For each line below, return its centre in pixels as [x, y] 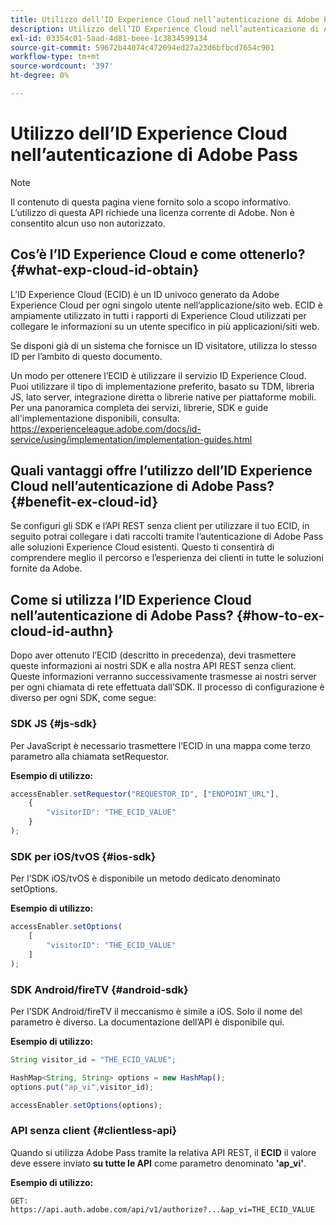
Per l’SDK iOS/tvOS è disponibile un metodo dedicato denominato [145, 878]
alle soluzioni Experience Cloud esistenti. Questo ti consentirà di [142, 547]
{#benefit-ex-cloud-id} [84, 502]
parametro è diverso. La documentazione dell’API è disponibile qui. [147, 1022]
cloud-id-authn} [62, 631]
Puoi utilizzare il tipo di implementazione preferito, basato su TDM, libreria [162, 386]
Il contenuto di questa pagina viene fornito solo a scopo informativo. [151, 202]
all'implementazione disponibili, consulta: [95, 418]
